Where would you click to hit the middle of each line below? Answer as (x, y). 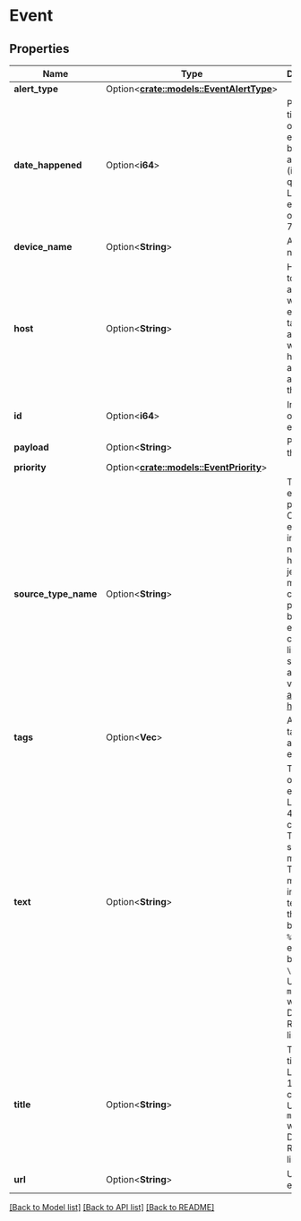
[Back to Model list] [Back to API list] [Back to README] (112, 1207)
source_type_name (56, 594)
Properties (39, 49)
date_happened (48, 165)
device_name (43, 247)
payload (31, 447)
